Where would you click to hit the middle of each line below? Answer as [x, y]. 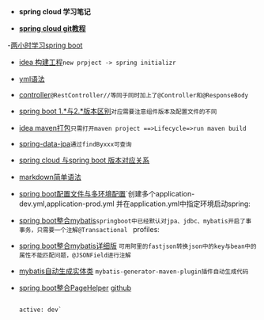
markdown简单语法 [50, 177]
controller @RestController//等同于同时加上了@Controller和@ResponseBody [134, 95]
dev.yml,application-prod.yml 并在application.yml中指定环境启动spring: [134, 204]
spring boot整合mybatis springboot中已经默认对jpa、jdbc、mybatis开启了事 [135, 221]
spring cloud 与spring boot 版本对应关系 [84, 160]
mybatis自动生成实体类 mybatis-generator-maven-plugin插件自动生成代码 [134, 271]
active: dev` [40, 310]
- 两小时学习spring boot [45, 45]
